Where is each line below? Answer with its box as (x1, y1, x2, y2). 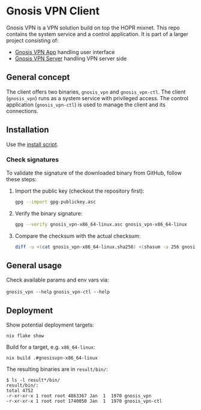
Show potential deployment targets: (6, 321, 94, 328)
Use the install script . (6, 140, 59, 148)
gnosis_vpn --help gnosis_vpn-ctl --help (6, 289, 110, 295)
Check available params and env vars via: (6, 276, 109, 283)
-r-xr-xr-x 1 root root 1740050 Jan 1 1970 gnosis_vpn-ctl (6, 398, 163, 405)
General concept (6, 72, 70, 82)
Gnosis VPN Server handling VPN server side (14, 55, 127, 62)
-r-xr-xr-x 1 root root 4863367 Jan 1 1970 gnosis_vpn (6, 393, 152, 399)
